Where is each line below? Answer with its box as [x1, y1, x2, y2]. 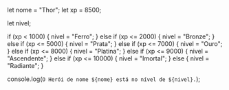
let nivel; [7, 19, 32, 27]
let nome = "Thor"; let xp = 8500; [7, 6, 102, 14]
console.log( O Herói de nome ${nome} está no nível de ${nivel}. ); [7, 75, 201, 83]
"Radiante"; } [7, 62, 44, 69]
